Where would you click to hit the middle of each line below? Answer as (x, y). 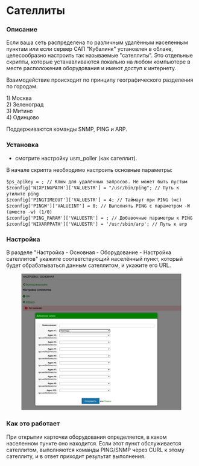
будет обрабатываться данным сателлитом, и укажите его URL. (89, 265)
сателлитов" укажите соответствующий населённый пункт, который (94, 259)
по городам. (22, 87)
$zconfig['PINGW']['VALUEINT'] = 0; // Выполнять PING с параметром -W (98, 206)
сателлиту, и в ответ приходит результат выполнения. (76, 456)
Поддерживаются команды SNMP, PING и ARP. (67, 129)
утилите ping (23, 194)
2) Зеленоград (25, 105)
